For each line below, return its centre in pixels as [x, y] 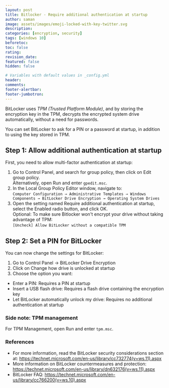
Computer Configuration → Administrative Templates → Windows [79, 194]
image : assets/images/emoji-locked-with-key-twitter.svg [66, 24]
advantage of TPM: [33, 220]
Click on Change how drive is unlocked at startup [64, 268]
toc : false [17, 47]
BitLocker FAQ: [28, 374]
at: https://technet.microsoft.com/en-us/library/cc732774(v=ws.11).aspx [87, 358]
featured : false [22, 62]
